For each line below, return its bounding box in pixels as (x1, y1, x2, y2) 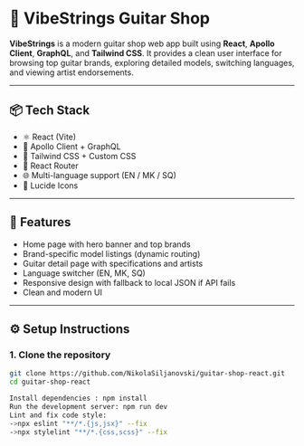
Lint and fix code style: (9, 411, 107, 420)
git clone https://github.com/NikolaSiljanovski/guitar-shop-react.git (9, 369, 285, 378)
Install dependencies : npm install (9, 394, 147, 403)
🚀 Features (9, 214, 71, 230)
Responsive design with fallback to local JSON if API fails (22, 277, 236, 288)
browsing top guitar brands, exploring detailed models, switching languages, (9, 57, 295, 68)
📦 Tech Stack (9, 103, 90, 119)
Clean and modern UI (22, 287, 102, 298)
